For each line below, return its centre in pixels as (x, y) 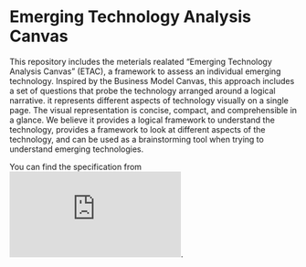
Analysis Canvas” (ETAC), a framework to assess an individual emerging (145, 71)
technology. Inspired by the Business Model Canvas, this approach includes (152, 80)
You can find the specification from (76, 166)
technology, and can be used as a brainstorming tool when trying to (137, 139)
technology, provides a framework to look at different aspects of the (137, 129)
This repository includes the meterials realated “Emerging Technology (141, 61)
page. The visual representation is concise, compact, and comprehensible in (153, 110)
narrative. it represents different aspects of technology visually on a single (149, 100)
